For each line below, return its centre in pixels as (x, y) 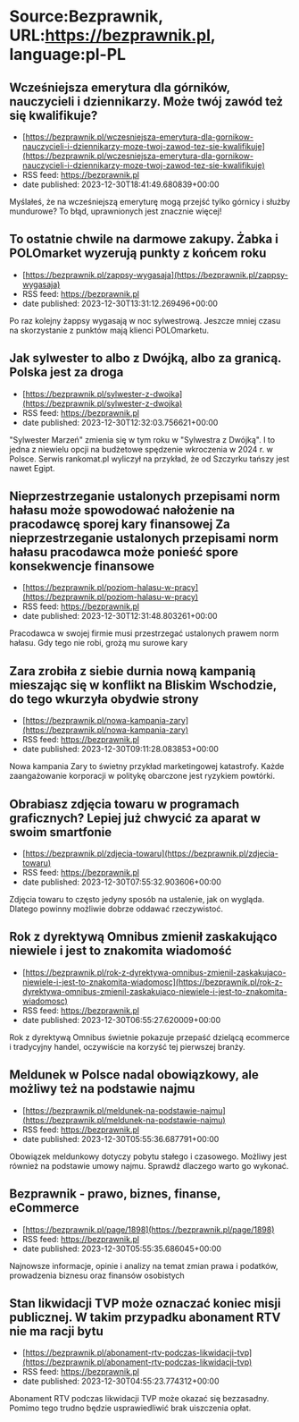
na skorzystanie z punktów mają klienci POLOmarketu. (109, 330)
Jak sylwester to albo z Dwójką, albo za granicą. (145, 358)
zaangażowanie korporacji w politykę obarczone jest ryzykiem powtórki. (142, 776)
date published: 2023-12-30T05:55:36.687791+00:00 (120, 1138)
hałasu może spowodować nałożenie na (122, 510)
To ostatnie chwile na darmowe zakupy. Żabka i (144, 239)
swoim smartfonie (61, 832)
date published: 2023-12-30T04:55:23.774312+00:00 (121, 1381)
